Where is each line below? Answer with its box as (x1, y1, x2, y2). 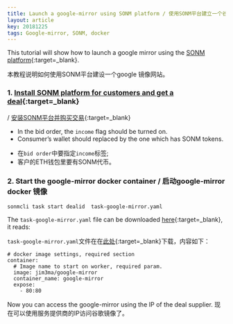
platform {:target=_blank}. (7, 56, 80, 65)
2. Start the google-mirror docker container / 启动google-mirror (7, 176, 225, 186)
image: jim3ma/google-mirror (13, 268, 98, 276)
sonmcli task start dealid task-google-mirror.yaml (7, 203, 163, 210)
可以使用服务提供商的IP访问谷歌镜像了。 (12, 309, 128, 317)
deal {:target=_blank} (7, 96, 80, 106)
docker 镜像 (7, 187, 48, 196)
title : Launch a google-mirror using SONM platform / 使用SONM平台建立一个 (7, 10, 223, 17)
